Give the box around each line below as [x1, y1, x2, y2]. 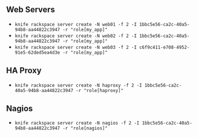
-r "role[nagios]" [62, 125, 108, 132]
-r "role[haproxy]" [76, 87, 124, 93]
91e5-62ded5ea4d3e [14, 50, 60, 56]
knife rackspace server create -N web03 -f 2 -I [14, 44, 137, 50]
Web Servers [6, 5, 55, 15]
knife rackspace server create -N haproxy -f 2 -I [14, 82, 142, 88]
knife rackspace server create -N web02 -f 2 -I [14, 32, 137, 39]
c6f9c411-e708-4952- [139, 44, 190, 50]
